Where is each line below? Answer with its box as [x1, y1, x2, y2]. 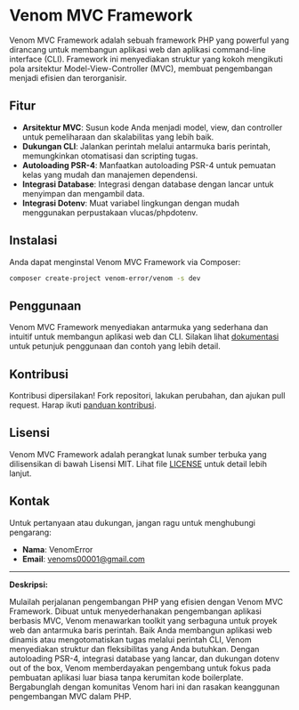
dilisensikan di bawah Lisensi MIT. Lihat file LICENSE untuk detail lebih [9, 458, 267, 469]
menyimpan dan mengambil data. [21, 188, 145, 198]
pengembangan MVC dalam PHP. [9, 690, 132, 701]
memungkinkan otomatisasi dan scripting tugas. [21, 150, 198, 161]
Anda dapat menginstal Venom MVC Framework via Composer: [9, 256, 241, 267]
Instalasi [9, 233, 58, 248]
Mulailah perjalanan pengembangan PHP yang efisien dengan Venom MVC [9, 596, 283, 607]
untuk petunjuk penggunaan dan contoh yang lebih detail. [9, 341, 221, 351]
